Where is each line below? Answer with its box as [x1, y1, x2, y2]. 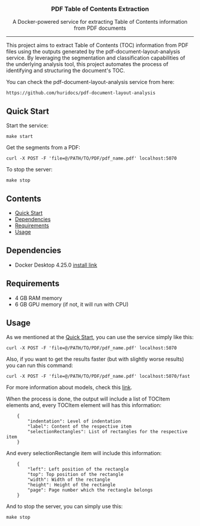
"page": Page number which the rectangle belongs [27, 487, 153, 493]
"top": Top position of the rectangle [27, 472, 124, 478]
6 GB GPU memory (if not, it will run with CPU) [14, 300, 129, 308]
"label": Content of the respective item [27, 424, 132, 430]
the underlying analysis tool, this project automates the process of [6, 61, 168, 68]
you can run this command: [6, 362, 73, 369]
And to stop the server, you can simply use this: [6, 503, 123, 510]
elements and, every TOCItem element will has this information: [6, 402, 162, 409]
